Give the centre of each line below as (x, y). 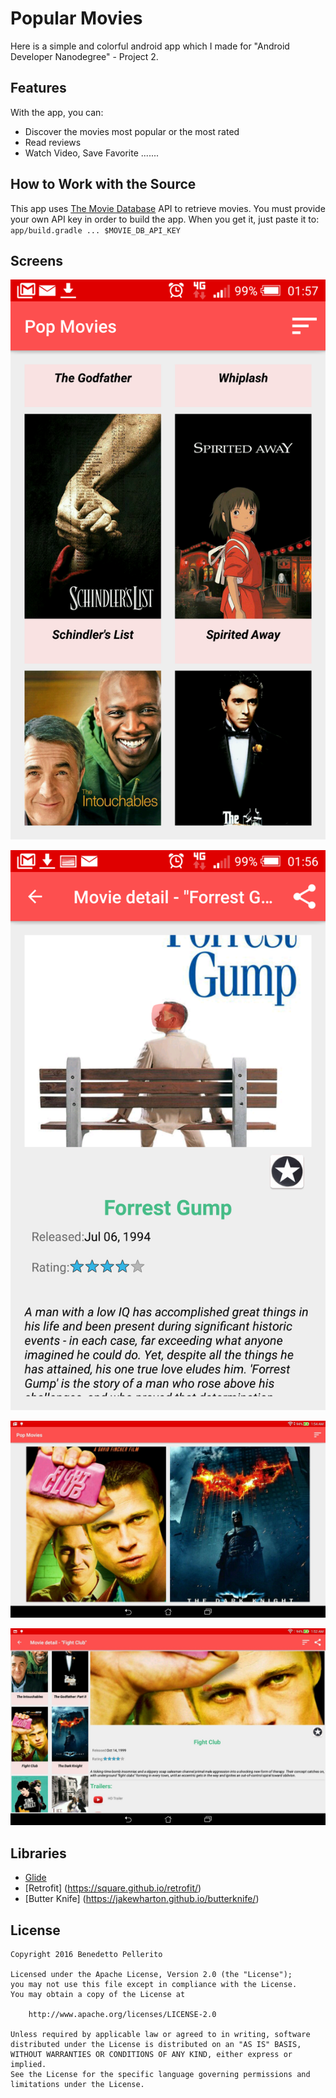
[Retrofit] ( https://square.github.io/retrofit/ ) (113, 1888)
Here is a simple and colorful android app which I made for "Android (150, 46)
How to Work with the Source (103, 184)
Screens (36, 260)
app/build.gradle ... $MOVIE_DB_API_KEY (96, 230)
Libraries (38, 1853)
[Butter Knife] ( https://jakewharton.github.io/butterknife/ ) (142, 1899)
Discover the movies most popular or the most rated (132, 131)
